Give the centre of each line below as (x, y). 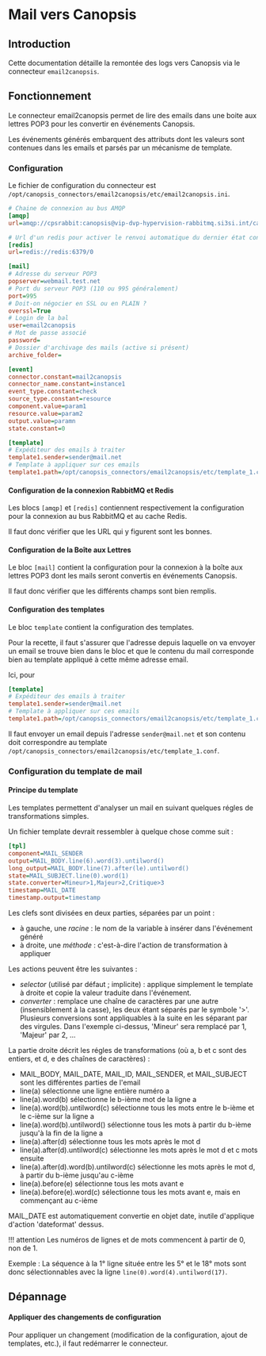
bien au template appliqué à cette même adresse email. (98, 659)
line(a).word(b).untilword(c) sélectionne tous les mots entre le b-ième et (137, 1108)
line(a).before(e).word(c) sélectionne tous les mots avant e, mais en (130, 1193)
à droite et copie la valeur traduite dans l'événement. (105, 993)
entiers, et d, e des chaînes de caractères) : (79, 1059)
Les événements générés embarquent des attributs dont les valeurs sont (127, 139)
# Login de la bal (38, 318)
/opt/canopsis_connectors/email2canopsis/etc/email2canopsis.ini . (119, 194)
